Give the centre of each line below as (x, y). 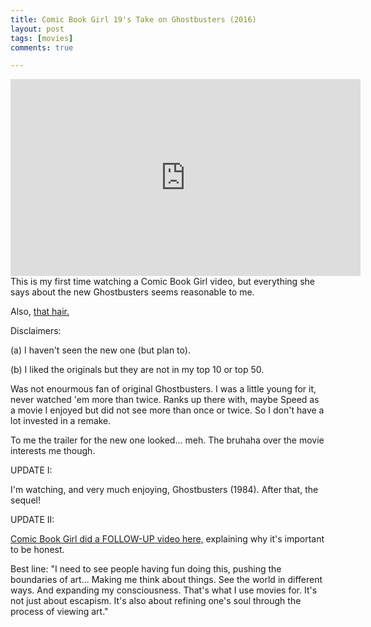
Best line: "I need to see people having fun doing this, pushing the (146, 569)
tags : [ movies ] (42, 38)
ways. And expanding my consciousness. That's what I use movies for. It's (164, 590)
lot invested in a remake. (61, 421)
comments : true (42, 47)
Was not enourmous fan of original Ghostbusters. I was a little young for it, (163, 389)
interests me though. (53, 451)
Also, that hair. (40, 312)
